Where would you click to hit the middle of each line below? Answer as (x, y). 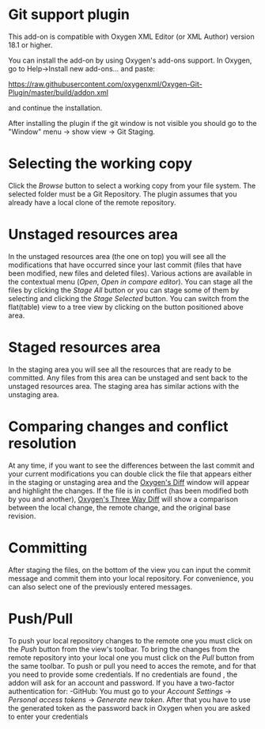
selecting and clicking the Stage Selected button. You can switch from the (129, 298)
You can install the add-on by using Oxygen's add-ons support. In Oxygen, (130, 60)
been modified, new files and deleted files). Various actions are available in (130, 273)
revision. (22, 516)
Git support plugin (69, 15)
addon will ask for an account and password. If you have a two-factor (121, 682)
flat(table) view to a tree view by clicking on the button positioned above (126, 307)
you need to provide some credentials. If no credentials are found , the (123, 674)
